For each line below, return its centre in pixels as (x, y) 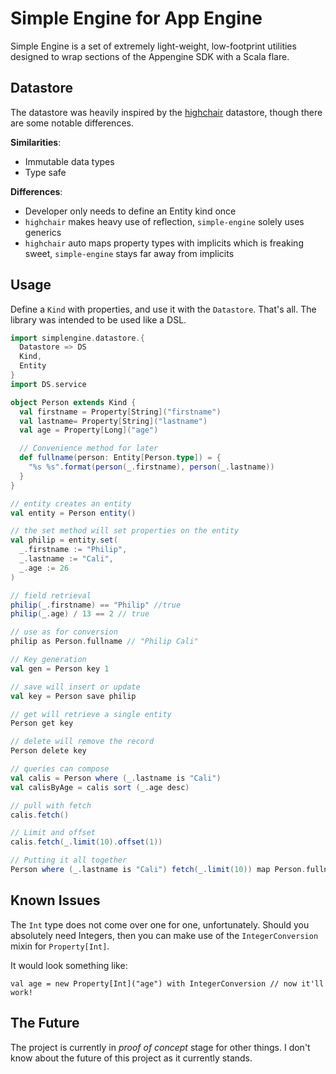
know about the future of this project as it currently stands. (131, 1058)
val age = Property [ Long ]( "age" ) (89, 430)
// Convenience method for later (89, 448)
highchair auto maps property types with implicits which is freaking (164, 243)
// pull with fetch (51, 805)
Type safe (45, 172)
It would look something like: (69, 965)
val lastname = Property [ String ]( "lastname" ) (113, 421)
